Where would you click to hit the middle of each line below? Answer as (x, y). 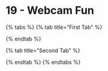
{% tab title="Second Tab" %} (43, 50)
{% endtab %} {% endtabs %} (43, 62)
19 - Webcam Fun (50, 11)
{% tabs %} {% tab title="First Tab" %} (54, 27)
